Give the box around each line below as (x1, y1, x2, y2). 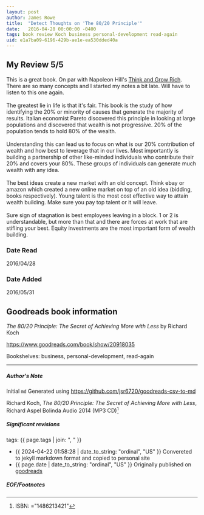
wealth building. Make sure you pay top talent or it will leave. (6, 198, 158, 206)
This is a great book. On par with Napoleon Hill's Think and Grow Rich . (6, 75, 182, 83)
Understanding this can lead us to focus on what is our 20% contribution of (6, 140, 195, 148)
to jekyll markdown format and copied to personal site (15, 454, 151, 461)
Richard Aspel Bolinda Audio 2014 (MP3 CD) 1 (6, 406, 119, 414)
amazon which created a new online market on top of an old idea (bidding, (6, 185, 192, 193)
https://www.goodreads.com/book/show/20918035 (6, 341, 135, 348)
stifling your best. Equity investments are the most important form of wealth (6, 224, 195, 232)
